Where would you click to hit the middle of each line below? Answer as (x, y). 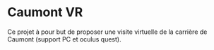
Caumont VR (45, 12)
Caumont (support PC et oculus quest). (64, 39)
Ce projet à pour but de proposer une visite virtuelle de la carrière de (107, 32)
